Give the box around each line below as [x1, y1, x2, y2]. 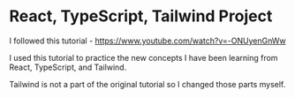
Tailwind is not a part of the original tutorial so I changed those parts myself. [9, 79, 286, 89]
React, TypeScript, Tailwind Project [9, 6, 273, 26]
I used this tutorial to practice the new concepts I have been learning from [9, 52, 278, 63]
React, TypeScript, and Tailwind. [9, 62, 127, 72]
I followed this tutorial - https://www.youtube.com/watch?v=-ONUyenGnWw [9, 35, 286, 46]
